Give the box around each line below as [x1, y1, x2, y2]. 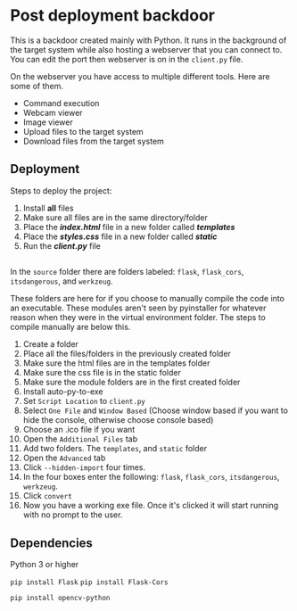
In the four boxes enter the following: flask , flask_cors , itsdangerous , [22, 472, 280, 483]
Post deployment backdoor [10, 5, 215, 26]
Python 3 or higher [10, 558, 79, 569]
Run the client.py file [22, 240, 101, 251]
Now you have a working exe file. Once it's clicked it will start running [22, 500, 279, 511]
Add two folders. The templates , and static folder [22, 443, 208, 454]
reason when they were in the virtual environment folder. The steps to [10, 312, 266, 323]
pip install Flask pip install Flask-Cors [10, 577, 169, 587]
